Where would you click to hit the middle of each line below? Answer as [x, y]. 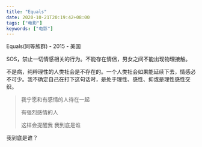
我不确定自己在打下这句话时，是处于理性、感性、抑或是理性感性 [106, 79]
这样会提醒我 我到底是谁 [51, 125]
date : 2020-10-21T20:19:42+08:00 [48, 17]
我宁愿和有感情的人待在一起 [55, 100]
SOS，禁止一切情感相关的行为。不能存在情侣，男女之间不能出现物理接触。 [99, 59]
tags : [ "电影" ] [24, 23]
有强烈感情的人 [39, 112]
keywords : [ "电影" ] [30, 28]
